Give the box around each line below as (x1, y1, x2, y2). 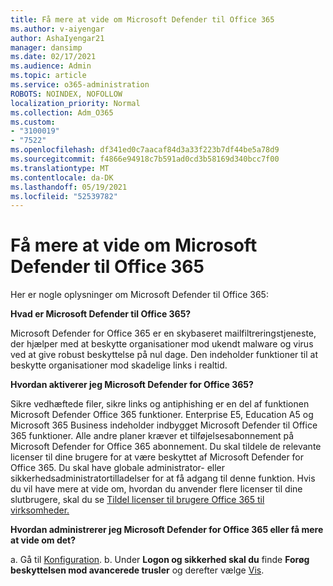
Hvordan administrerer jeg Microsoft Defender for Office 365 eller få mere (10, 524, 324, 536)
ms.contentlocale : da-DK (10, 172, 114, 183)
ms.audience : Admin (10, 61, 92, 71)
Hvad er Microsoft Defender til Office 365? (10, 308, 192, 320)
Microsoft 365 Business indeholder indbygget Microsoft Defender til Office (10, 419, 318, 431)
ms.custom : (10, 117, 56, 127)
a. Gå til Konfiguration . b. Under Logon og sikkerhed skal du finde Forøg (10, 554, 310, 566)
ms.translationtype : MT (10, 163, 110, 173)
